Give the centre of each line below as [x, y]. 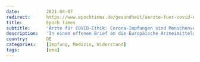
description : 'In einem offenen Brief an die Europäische [82, 34]
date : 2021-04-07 [40, 12]
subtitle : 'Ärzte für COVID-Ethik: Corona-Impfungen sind [86, 28]
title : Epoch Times [41, 22]
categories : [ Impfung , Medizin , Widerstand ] [66, 45]
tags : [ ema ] [33, 50]
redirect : [18, 17]
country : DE [29, 39]
